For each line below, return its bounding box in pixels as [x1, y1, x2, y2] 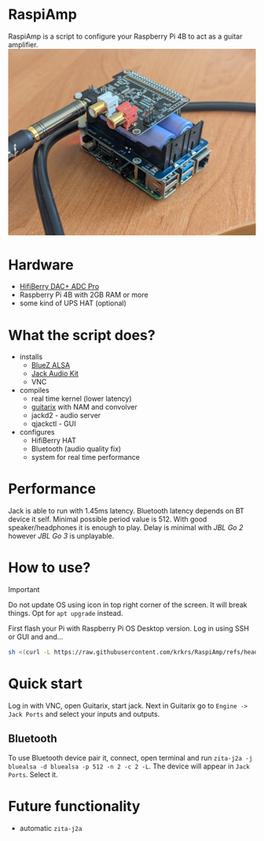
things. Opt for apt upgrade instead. [8, 609, 123, 618]
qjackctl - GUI [31, 419, 76, 428]
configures [19, 428, 55, 437]
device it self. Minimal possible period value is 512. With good [8, 514, 207, 524]
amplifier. [8, 39, 38, 49]
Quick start [8, 675, 82, 693]
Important [8, 585, 40, 595]
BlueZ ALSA [31, 361, 71, 370]
